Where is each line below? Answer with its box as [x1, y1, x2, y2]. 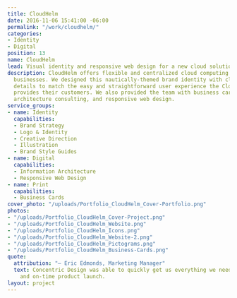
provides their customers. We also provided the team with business [13, 89, 219, 96]
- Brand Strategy [13, 121, 65, 129]
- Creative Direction [13, 135, 78, 142]
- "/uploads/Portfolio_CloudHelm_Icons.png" [7, 227, 140, 234]
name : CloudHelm [7, 56, 55, 64]
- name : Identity [7, 109, 59, 116]
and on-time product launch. [20, 273, 106, 280]
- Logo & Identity [13, 129, 68, 136]
